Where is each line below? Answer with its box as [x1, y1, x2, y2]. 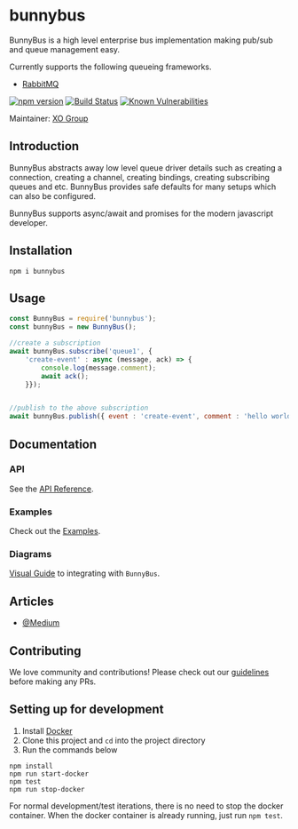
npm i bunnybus [9, 267, 66, 275]
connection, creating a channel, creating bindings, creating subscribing [9, 171, 271, 182]
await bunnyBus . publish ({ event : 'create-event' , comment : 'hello [9, 412, 268, 421]
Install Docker [21, 725, 73, 736]
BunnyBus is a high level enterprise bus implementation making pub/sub [9, 35, 273, 45]
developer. [9, 217, 49, 227]
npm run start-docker [9, 769, 90, 778]
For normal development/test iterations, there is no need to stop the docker [9, 801, 284, 811]
